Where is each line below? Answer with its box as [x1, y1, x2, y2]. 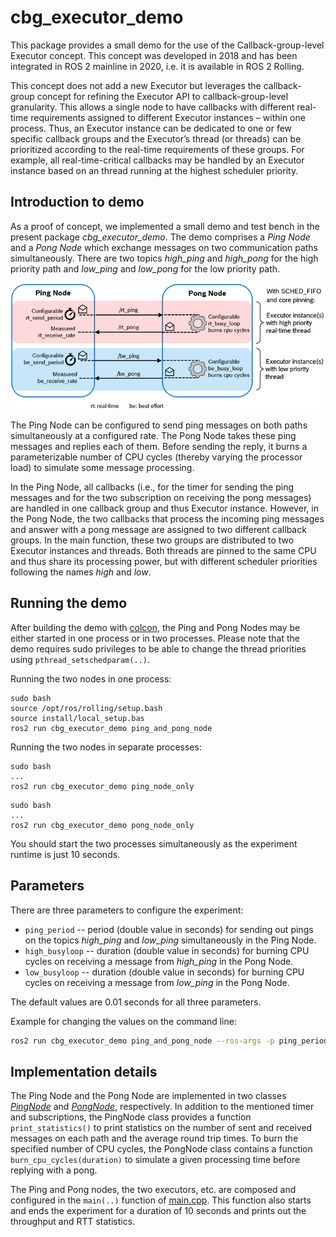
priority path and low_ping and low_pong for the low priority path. [10, 262, 281, 275]
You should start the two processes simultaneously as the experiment [10, 837, 298, 850]
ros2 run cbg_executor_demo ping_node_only [10, 781, 195, 791]
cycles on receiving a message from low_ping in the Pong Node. [24, 976, 290, 988]
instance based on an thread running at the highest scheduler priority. [10, 164, 299, 176]
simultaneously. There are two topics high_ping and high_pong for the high [10, 252, 319, 264]
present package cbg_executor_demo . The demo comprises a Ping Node [10, 231, 311, 243]
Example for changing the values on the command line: [10, 1015, 237, 1027]
